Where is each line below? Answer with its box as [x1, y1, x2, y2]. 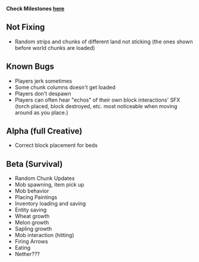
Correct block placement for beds [14, 142, 98, 149]
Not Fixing [6, 22, 45, 32]
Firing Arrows [14, 238, 49, 245]
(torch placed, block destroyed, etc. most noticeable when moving [14, 102, 178, 109]
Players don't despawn [14, 90, 71, 97]
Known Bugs [6, 62, 55, 72]
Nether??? [14, 251, 40, 258]
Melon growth [14, 219, 49, 226]
